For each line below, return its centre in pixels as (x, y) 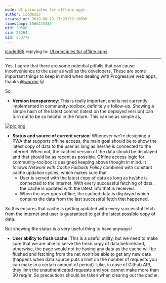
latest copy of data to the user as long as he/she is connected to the (82, 146)
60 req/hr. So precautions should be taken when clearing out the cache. (85, 275)
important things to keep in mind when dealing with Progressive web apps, (81, 76)
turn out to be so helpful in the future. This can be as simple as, (77, 116)
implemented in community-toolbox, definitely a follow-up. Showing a (83, 106)
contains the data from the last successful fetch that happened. (84, 199)
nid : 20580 (16, 28)
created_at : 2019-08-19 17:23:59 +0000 (46, 19)
